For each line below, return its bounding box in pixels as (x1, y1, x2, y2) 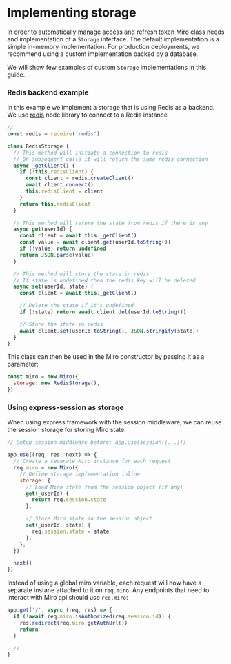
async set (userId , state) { (13, 283, 94, 291)
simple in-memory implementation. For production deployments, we (7, 42, 200, 50)
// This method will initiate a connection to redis (13, 149, 168, 156)
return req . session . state (32, 496, 107, 503)
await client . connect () (25, 182, 94, 188)
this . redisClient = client (25, 188, 103, 195)
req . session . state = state (32, 528, 110, 535)
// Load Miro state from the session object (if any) (25, 483, 184, 491)
